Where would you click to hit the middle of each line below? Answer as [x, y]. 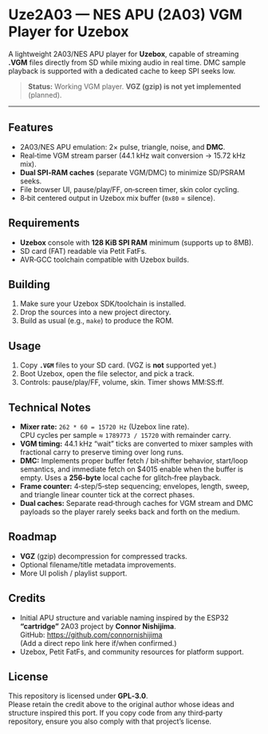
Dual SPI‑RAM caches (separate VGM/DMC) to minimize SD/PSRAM [132, 172]
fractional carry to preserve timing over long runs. [102, 452]
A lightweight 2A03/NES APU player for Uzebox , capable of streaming [124, 54]
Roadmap [33, 537]
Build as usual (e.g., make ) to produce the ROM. [97, 321]
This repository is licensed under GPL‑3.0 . [78, 696]
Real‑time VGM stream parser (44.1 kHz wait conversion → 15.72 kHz [132, 155]
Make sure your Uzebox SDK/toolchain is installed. [103, 304]
